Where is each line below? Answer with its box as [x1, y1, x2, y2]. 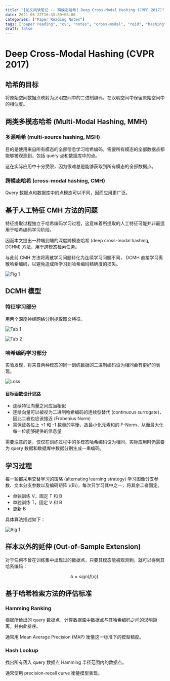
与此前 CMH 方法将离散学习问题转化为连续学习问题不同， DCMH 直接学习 [5, 254, 159, 260]
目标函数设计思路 [5, 391, 41, 397]
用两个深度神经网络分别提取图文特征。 [5, 316, 85, 322]
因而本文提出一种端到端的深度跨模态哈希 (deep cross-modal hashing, [5, 237, 150, 243]
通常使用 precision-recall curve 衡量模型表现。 [5, 670, 103, 676]
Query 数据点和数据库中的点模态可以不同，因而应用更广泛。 [5, 190, 131, 196]
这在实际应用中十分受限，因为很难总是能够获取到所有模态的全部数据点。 [5, 163, 156, 169]
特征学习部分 [5, 304, 37, 311]
